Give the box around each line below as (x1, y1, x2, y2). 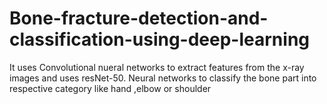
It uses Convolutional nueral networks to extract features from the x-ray (9, 61, 305, 73)
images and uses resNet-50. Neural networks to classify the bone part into (9, 72, 317, 84)
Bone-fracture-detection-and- (9, 7, 269, 30)
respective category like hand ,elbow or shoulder (9, 82, 212, 94)
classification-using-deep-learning (9, 28, 311, 51)
